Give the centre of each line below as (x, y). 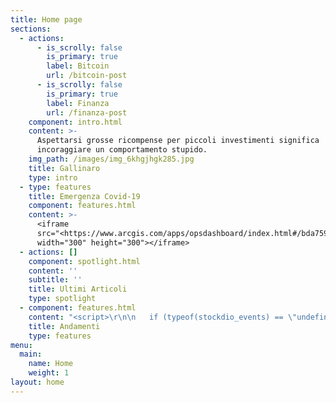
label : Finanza (78, 103)
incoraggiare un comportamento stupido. (122, 150)
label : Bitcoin (78, 66)
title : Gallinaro (64, 168)
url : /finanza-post (87, 112)
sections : (31, 29)
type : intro (53, 177)
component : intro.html (75, 122)
